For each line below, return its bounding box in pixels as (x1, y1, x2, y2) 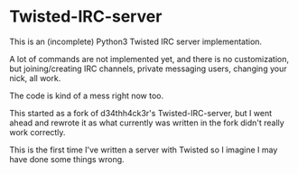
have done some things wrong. (9, 153, 125, 164)
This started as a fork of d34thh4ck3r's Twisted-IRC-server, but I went (9, 107, 273, 118)
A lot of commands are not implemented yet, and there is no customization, (9, 53, 289, 64)
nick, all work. (9, 72, 61, 83)
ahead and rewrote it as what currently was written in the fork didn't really (9, 117, 284, 128)
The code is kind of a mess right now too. (9, 90, 164, 101)
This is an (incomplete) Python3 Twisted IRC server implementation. (9, 36, 263, 47)
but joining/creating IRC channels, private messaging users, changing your (9, 63, 287, 74)
